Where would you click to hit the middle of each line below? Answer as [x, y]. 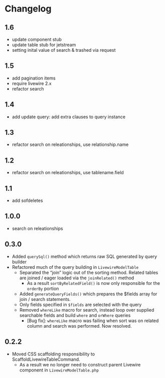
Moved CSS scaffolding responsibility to [53, 354]
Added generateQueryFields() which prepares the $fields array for [88, 294]
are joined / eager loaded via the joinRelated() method [77, 278]
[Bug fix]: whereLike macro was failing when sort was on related [93, 321]
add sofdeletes [27, 201]
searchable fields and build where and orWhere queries [75, 315]
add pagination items [34, 78]
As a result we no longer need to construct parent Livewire [80, 364]
